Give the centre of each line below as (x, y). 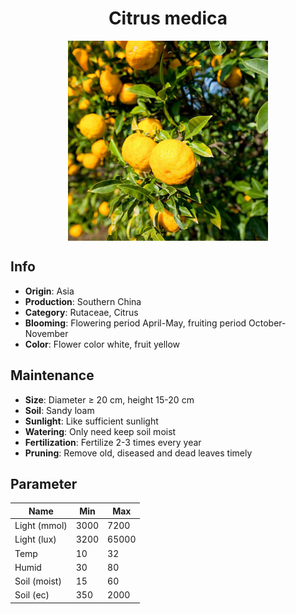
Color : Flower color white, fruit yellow (102, 344)
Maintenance (52, 375)
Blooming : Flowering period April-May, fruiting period (135, 323)
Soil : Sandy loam (59, 410)
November (46, 333)
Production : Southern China (83, 301)
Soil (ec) (32, 595)
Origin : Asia (49, 291)
